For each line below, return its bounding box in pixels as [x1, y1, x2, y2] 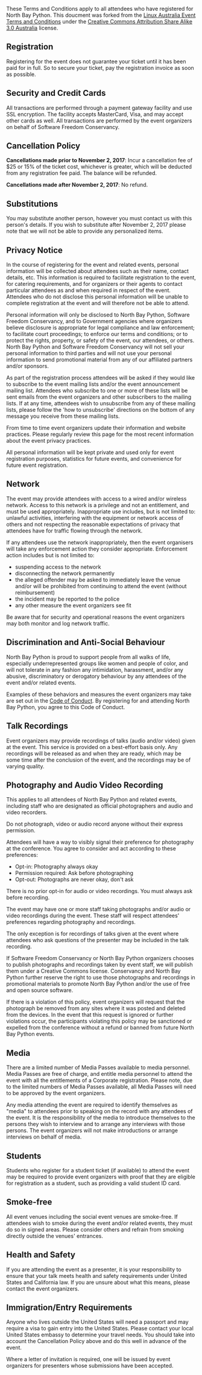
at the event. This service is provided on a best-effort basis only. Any [6, 743, 178, 750]
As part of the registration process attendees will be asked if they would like [6, 374, 195, 382]
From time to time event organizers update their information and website [6, 425, 186, 432]
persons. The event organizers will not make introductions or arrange [6, 1127, 178, 1134]
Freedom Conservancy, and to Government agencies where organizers [6, 318, 183, 325]
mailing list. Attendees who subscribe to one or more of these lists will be [6, 387, 188, 394]
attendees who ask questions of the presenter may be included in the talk [6, 937, 189, 944]
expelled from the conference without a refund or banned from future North [6, 1024, 194, 1031]
